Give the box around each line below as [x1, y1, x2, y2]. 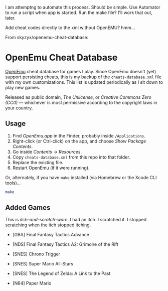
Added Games [5, 203, 51, 212]
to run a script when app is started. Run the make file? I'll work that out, [5, 10, 153, 16]
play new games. [5, 84, 41, 90]
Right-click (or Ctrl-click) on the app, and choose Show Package [12, 138, 146, 144]
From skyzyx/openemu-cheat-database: [5, 35, 89, 40]
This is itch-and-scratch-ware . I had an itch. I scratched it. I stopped [5, 217, 147, 223]
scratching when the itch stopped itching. [5, 222, 91, 228]
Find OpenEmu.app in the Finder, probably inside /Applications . [12, 132, 145, 138]
